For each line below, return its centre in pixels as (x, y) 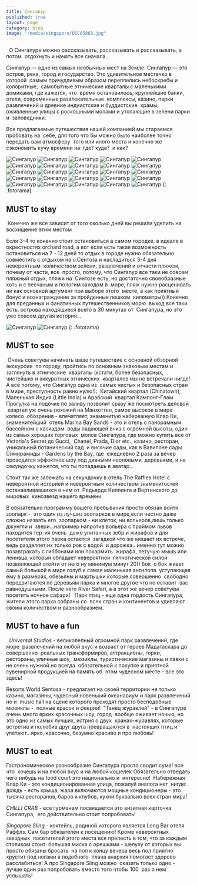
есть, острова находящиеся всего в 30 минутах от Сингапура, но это (94, 309)
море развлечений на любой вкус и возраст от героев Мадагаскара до (97, 646)
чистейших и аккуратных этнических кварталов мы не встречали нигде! (98, 378)
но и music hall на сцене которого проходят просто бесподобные (89, 702)
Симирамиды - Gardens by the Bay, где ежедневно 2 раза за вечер (91, 453)
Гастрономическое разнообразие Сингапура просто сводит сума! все (95, 766)
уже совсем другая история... (44, 316)
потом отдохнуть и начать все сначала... (58, 56)
